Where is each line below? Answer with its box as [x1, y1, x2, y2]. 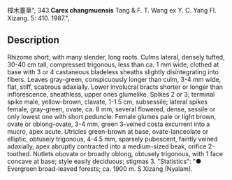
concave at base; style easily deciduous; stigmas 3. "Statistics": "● [7, 157, 202, 165]
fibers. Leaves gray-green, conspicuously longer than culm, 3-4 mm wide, [7, 75, 222, 83]
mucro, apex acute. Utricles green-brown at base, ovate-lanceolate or [7, 127, 209, 135]
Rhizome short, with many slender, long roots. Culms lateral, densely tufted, [7, 53, 225, 61]
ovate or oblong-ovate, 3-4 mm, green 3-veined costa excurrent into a [7, 120, 210, 128]
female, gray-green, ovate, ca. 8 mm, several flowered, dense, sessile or [7, 104, 216, 113]
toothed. [7, 149, 31, 158]
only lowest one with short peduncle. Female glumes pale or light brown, [7, 112, 217, 120]
